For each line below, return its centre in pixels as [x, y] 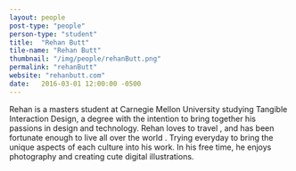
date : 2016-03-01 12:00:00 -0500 [75, 84]
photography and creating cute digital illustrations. [102, 156]
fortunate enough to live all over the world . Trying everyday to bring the [141, 137]
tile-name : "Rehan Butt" [55, 51]
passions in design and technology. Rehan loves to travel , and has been [142, 128]
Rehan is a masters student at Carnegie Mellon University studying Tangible [148, 109]
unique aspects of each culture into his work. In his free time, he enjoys [140, 147]
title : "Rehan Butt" [49, 42]
